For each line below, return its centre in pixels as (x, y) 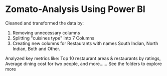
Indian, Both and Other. (36, 48)
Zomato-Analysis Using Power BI (75, 9)
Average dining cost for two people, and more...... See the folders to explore (83, 63)
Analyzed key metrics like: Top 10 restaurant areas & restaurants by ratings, (83, 58)
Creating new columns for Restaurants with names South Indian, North (85, 43)
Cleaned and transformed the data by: (45, 23)
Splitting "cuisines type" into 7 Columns (53, 38)
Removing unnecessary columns (46, 32)
